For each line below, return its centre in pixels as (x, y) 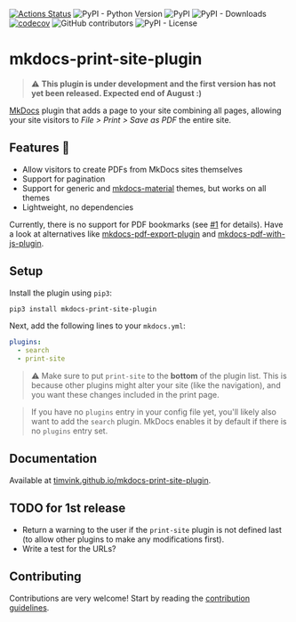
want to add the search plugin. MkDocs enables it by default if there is (159, 422)
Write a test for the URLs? (69, 548)
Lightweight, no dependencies (78, 207)
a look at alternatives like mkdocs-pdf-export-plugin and (112, 234)
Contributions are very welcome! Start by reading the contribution (130, 598)
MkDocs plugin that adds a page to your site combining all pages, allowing (145, 110)
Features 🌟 (40, 148)
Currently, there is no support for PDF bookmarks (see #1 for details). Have (146, 224)
